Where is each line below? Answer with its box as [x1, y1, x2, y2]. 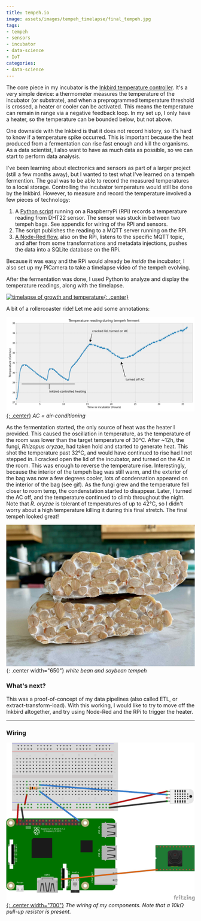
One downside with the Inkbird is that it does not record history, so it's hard [6, 127, 192, 134]
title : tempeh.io [6, 10, 50, 16]
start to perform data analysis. [6, 153, 81, 160]
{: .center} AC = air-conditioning [6, 412, 86, 419]
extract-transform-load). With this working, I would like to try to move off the [6, 701, 195, 709]
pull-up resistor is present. [6, 908, 71, 916]
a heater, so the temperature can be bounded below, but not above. [6, 116, 172, 123]
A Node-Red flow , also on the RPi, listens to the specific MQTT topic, [14, 233, 184, 240]
